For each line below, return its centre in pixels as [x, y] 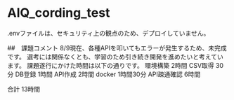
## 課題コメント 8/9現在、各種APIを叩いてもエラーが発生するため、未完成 [117, 48]
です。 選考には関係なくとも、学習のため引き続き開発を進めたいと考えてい [115, 57]
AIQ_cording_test [59, 13]
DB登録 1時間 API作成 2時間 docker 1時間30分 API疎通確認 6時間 [108, 74]
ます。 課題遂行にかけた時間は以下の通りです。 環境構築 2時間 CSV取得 [111, 65]
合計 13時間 [24, 89]
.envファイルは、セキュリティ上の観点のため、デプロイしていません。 [109, 33]
